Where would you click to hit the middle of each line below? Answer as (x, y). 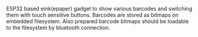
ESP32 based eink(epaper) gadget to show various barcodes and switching (99, 9)
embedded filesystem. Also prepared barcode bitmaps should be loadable (98, 21)
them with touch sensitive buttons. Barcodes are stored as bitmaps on (92, 15)
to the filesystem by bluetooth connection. (58, 27)
